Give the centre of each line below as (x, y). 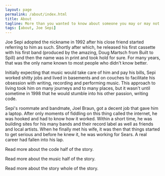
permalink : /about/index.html (36, 14)
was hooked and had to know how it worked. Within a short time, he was (79, 119)
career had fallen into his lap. (34, 140)
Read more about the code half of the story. (49, 149)
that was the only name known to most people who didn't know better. (76, 63)
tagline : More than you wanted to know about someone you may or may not (82, 23)
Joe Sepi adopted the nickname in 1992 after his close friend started (75, 42)
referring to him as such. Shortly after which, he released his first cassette (80, 47)
